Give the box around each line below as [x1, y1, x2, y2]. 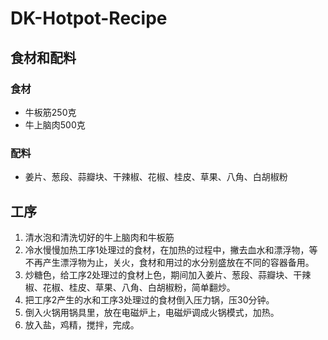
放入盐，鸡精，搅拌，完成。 [24, 318, 140, 331]
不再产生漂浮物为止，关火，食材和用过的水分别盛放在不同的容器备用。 [24, 256, 315, 268]
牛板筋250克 [24, 106, 77, 118]
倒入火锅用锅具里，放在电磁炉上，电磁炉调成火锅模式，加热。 [24, 306, 280, 318]
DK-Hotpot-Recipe [10, 7, 168, 30]
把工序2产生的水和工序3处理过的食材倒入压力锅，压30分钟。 [24, 293, 275, 306]
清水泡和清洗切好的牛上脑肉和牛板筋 [24, 231, 175, 243]
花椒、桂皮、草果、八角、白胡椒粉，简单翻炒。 [42, 281, 236, 293]
